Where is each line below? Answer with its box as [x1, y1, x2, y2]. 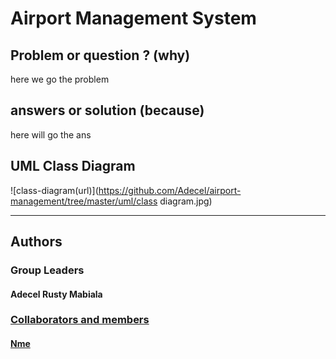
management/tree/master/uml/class [10, 195, 158, 207]
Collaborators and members [10, 313, 150, 327]
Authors [10, 233, 63, 251]
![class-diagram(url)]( [10, 184, 99, 196]
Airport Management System [10, 7, 257, 30]
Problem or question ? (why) [10, 47, 191, 64]
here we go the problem [10, 73, 110, 85]
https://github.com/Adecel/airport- [98, 184, 242, 196]
